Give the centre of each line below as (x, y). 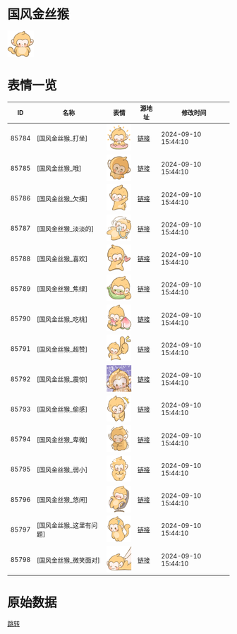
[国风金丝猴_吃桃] (62, 319)
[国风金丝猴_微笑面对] (68, 560)
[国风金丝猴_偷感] (62, 409)
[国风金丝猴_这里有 (64, 525)
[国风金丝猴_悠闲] (62, 500)
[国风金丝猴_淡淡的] (65, 228)
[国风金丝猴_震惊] (62, 379)
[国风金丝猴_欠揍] (62, 198)
